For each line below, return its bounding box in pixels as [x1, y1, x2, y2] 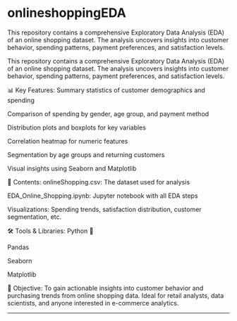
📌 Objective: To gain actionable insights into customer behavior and [7, 284, 204, 292]
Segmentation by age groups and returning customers [7, 150, 165, 159]
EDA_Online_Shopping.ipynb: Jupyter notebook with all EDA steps [7, 191, 199, 200]
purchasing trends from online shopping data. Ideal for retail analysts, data [7, 291, 224, 300]
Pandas [7, 243, 30, 251]
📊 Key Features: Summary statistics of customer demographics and [7, 86, 206, 94]
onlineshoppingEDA [7, 5, 127, 21]
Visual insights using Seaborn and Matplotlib [7, 164, 137, 172]
